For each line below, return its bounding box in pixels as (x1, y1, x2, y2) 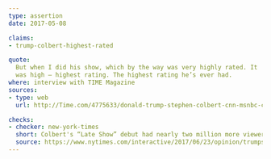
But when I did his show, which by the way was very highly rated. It (15, 64, 258, 72)
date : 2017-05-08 (8, 19, 67, 27)
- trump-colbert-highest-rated (8, 41, 114, 49)
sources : (8, 86, 38, 94)
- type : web (8, 94, 48, 102)
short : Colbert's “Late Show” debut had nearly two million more (15, 131, 240, 139)
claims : (8, 34, 35, 42)
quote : (8, 56, 31, 65)
